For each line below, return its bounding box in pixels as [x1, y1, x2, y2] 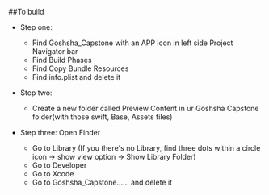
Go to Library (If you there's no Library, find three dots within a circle [32, 143, 261, 152]
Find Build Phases [32, 56, 92, 64]
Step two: [19, 88, 53, 97]
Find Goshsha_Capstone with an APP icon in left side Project [32, 38, 233, 48]
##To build [8, 7, 44, 16]
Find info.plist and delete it [32, 73, 121, 81]
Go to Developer [32, 160, 87, 170]
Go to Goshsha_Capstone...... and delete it [32, 177, 172, 187]
